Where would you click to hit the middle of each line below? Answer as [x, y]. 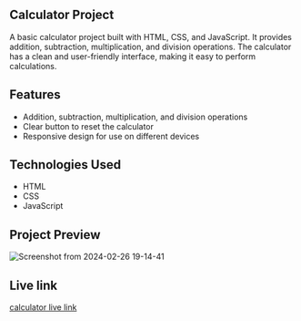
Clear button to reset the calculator [88, 126]
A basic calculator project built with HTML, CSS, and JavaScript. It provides [151, 36]
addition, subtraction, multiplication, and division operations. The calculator [150, 47]
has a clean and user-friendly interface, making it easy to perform [133, 56]
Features [35, 95]
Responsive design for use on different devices [111, 136]
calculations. [33, 66]
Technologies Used [65, 165]
